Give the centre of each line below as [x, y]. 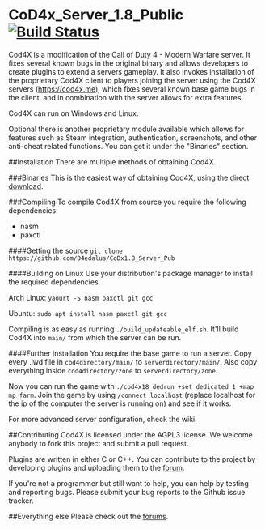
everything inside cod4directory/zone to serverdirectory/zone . [113, 370]
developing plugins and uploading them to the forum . [97, 467]
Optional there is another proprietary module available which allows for [126, 129]
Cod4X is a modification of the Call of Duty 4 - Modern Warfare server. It [129, 54]
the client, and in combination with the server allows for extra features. [126, 97]
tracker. [21, 501]
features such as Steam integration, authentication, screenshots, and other [132, 137]
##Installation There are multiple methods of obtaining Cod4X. [112, 162]
